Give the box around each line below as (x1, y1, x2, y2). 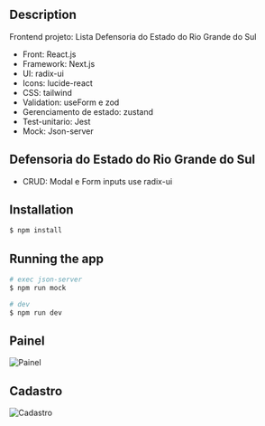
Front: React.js (22, 49, 77, 60)
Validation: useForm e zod (22, 97, 120, 108)
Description (9, 7, 77, 23)
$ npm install (9, 226, 63, 235)
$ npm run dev (9, 308, 63, 317)
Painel (9, 334, 45, 349)
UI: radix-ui (22, 68, 65, 79)
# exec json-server (9, 275, 83, 284)
